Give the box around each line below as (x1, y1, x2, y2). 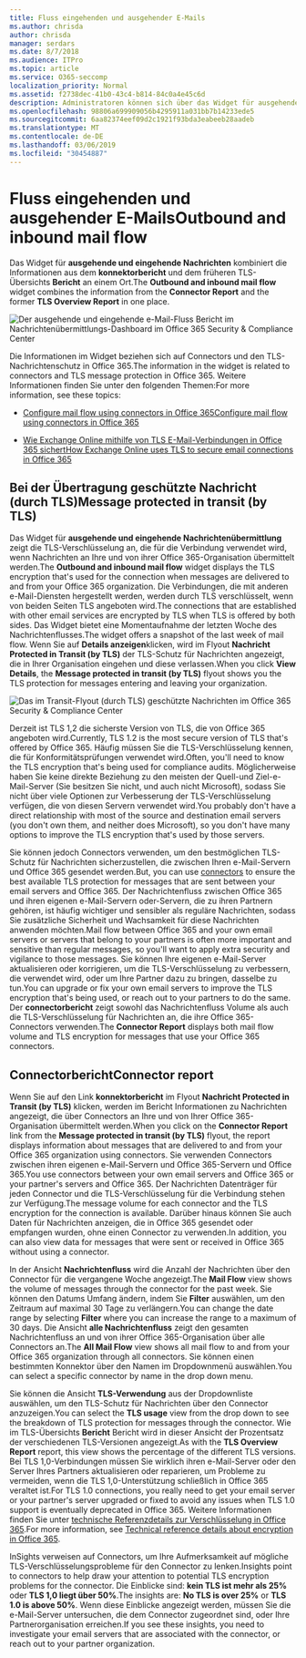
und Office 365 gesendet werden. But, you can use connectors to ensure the (9, 867, 296, 878)
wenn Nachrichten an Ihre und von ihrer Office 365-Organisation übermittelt (9, 552, 295, 563)
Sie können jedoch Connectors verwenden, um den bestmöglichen (9, 847, 260, 858)
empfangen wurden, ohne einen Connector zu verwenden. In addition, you (9, 1227, 287, 1238)
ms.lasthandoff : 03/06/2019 (9, 140, 117, 149)
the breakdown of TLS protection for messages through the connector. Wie (9, 1417, 291, 1428)
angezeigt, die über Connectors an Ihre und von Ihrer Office (9, 1111, 234, 1122)
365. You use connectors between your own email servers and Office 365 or (9, 1169, 294, 1180)
